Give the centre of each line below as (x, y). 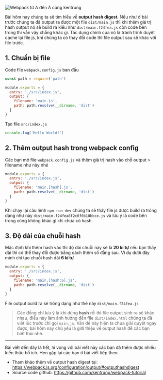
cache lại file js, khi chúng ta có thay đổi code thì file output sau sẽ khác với (81, 37)
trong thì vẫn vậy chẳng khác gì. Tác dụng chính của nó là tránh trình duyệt (80, 32)
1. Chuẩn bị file (28, 58)
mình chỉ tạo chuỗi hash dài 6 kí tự (40, 258)
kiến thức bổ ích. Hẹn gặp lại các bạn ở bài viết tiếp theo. (62, 352)
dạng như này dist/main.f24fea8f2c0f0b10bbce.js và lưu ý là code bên (76, 215)
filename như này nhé (27, 165)
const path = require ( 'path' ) (36, 79)
